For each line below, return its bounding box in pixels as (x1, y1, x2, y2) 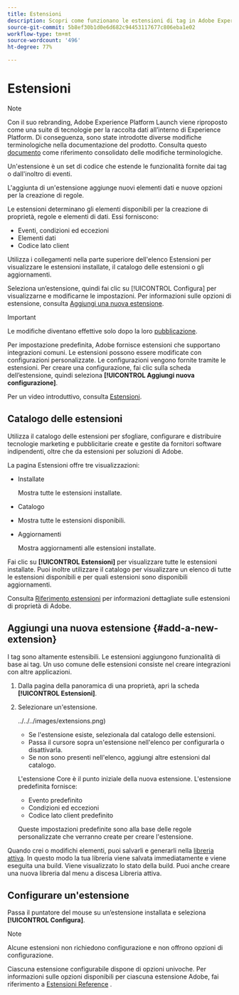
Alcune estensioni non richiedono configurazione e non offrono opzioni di (7, 944, 223, 952)
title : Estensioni (7, 10, 62, 18)
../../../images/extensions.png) (17, 716, 106, 725)
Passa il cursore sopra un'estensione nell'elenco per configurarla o (28, 738, 225, 746)
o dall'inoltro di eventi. (7, 169, 73, 178)
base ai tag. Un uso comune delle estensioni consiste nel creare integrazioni (7, 660, 231, 669)
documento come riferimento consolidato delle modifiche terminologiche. (7, 148, 223, 157)
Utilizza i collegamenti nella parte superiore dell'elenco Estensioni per (7, 254, 211, 264)
